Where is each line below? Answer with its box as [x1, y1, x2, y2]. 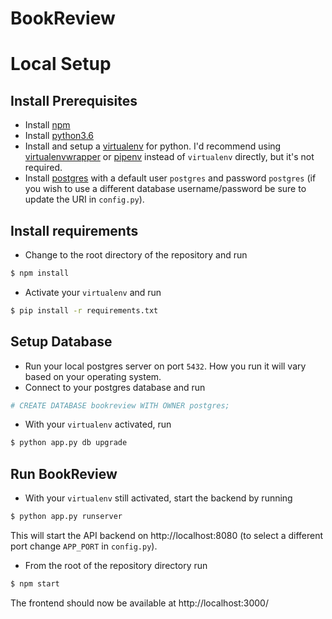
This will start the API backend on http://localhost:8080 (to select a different [10, 530, 324, 541]
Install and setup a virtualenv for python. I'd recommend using [24, 140, 282, 152]
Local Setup [10, 53, 112, 76]
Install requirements [10, 222, 139, 239]
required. [24, 162, 63, 174]
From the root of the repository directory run [24, 560, 208, 571]
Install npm [24, 119, 71, 131]
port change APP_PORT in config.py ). [10, 540, 158, 552]
